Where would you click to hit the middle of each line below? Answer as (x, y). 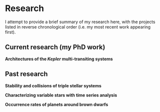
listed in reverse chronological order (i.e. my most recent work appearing (78, 27)
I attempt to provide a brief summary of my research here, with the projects (80, 22)
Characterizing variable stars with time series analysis (61, 95)
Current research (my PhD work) (55, 47)
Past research (26, 74)
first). (10, 32)
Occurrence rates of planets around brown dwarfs (56, 104)
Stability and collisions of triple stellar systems (53, 85)
